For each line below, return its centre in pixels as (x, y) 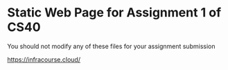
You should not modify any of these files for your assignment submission (111, 46)
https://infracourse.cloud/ (44, 59)
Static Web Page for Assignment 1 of (114, 13)
